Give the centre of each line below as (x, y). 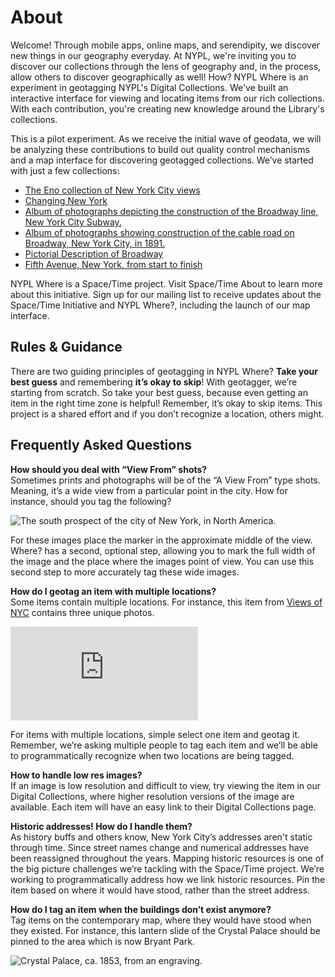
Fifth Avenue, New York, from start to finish (113, 264)
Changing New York (66, 200)
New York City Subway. (73, 222)
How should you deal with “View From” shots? (109, 469)
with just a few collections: (65, 170)
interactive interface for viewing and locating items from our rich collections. (167, 98)
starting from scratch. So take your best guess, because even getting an (159, 392)
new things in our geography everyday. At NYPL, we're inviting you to (153, 55)
